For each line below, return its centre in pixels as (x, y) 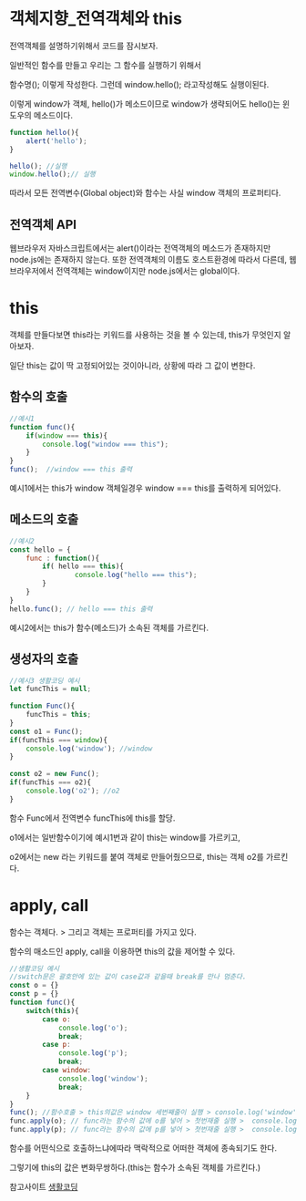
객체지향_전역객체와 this (96, 19)
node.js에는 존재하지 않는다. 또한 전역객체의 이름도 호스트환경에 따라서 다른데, (148, 260)
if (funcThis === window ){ (58, 740)
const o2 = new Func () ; (55, 774)
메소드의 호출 (44, 519)
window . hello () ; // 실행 (52, 174)
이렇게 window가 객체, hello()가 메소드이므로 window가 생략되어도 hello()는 (145, 104)
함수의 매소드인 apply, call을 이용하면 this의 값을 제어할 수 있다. (122, 951)
